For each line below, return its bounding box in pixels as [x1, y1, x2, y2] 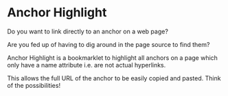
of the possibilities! [7, 81, 60, 89]
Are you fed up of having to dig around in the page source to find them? [7, 40, 210, 48]
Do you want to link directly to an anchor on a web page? [7, 27, 168, 35]
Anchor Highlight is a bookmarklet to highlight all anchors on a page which [7, 53, 218, 62]
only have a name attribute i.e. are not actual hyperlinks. [7, 61, 166, 69]
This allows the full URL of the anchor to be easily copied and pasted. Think [7, 74, 221, 82]
